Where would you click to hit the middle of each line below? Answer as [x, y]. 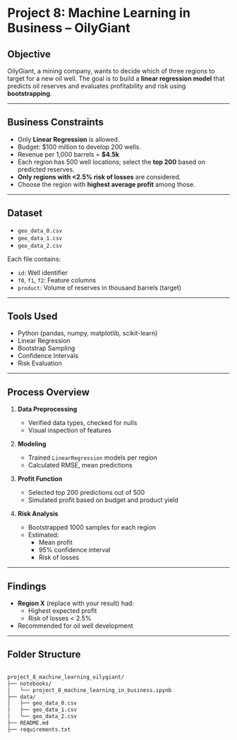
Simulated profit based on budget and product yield [103, 500]
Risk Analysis [38, 514]
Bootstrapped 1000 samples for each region [92, 527]
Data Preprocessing [47, 409]
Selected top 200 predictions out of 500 [86, 493]
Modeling [32, 444]
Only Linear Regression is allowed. [68, 139]
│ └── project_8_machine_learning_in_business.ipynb [90, 690]
